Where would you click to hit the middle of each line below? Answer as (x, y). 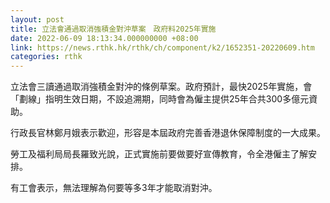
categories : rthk (46, 57)
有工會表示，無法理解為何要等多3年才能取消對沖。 (114, 188)
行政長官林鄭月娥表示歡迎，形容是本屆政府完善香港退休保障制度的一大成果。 (168, 133)
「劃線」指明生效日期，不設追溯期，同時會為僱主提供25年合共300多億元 (160, 99)
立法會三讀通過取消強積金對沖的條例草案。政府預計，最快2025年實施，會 (161, 87)
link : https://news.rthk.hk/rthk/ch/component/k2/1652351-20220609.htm (162, 47)
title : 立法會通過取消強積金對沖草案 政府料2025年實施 (113, 29)
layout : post (37, 19)
